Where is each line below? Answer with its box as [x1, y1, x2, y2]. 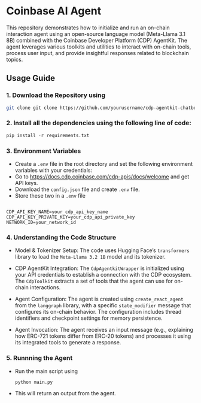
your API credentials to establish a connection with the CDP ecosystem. [14, 271, 192, 278]
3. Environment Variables [6, 147, 81, 155]
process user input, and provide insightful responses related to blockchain [6, 49, 190, 56]
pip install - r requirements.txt [6, 132, 90, 138]
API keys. [14, 179, 38, 186]
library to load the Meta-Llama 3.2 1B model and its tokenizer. [14, 253, 166, 260]
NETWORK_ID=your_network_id [6, 219, 77, 225]
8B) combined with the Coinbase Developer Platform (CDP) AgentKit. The [6, 37, 187, 44]
